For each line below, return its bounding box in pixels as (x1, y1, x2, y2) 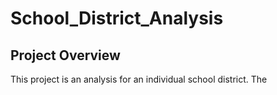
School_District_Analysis (10, 7, 224, 30)
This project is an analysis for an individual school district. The (10, 73, 268, 85)
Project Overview (10, 47, 121, 64)
